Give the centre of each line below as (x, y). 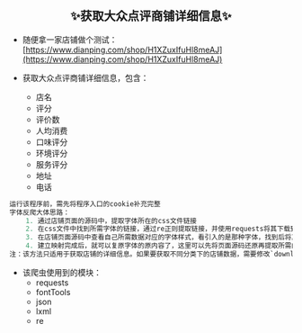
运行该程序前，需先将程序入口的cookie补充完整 (85, 204)
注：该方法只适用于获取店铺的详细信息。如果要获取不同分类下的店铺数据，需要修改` (142, 255)
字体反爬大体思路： (40, 212)
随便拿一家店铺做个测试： (70, 40)
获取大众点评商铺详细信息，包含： (85, 77)
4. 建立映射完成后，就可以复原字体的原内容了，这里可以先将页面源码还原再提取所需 (159, 246)
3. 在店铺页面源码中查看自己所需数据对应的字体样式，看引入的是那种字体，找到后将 (159, 238)
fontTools (53, 292)
